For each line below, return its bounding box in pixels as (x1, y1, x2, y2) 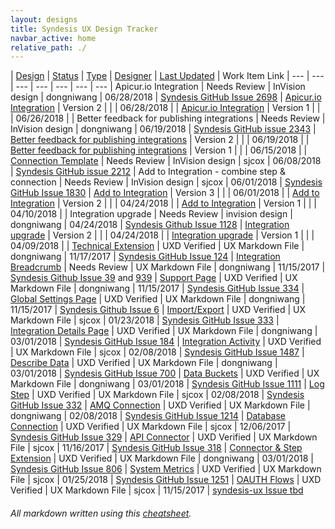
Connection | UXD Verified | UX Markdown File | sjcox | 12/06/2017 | (10, 421, 292, 433)
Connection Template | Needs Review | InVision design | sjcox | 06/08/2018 (10, 155, 322, 167)
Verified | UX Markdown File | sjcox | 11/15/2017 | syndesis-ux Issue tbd (10, 484, 304, 496)
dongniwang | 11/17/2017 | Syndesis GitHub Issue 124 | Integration (10, 251, 281, 263)
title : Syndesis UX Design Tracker (10, 24, 159, 34)
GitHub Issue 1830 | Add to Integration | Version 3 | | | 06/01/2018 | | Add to (10, 187, 320, 199)
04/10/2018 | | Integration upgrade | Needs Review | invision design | (10, 208, 293, 220)
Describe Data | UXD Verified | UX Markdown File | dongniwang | (10, 357, 278, 369)
